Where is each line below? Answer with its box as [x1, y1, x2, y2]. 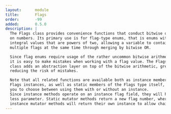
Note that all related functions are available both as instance [10, 78, 152, 83]
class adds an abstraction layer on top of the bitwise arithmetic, [10, 64, 158, 69]
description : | [5, 26, 38, 31]
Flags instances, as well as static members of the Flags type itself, [10, 82, 165, 88]
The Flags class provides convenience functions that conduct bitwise [10, 31, 163, 36]
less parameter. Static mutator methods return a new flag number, [10, 96, 156, 101]
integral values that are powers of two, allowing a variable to [10, 41, 152, 46]
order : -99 [5, 17, 42, 22]
